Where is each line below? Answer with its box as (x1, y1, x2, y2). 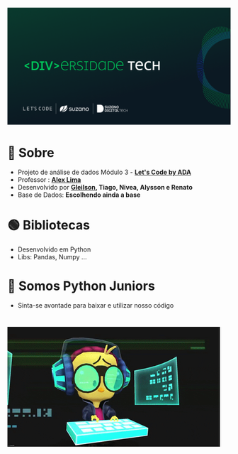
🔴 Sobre (7, 144, 55, 161)
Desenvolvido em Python (17, 245, 91, 254)
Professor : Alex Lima (17, 175, 81, 184)
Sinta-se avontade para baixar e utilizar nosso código (17, 301, 174, 310)
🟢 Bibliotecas (7, 217, 91, 233)
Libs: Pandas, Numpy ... (17, 253, 87, 261)
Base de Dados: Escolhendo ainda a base (17, 190, 141, 199)
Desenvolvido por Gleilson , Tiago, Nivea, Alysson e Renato (17, 183, 193, 192)
